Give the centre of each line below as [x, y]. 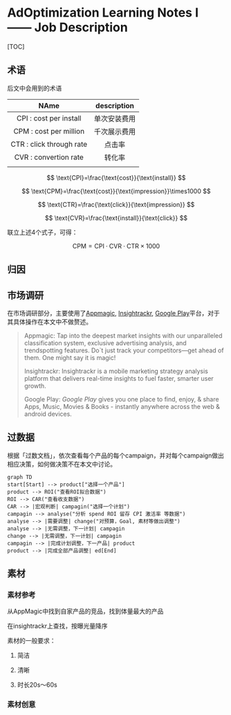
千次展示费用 [115, 132]
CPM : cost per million [49, 131]
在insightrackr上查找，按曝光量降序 [57, 626]
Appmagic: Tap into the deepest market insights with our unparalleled [123, 335]
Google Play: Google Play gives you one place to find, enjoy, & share [121, 399]
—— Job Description [67, 27]
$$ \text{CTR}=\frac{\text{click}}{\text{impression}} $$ [116, 204]
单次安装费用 [115, 118]
